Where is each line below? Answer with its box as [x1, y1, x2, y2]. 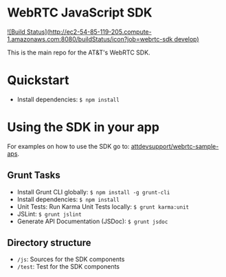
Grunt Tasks [7, 170, 60, 181]
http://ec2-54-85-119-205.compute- [49, 28, 152, 36]
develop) [174, 34, 199, 43]
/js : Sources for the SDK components [16, 255, 125, 263]
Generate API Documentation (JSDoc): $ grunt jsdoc [16, 217, 168, 225]
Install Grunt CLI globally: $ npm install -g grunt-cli [16, 187, 170, 196]
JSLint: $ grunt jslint [16, 209, 82, 218]
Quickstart [7, 72, 70, 88]
